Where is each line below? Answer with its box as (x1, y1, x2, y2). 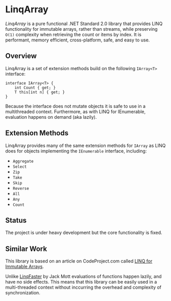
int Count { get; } (14, 85, 56, 90)
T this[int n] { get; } (14, 90, 65, 95)
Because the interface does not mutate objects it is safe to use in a (5, 103, 145, 109)
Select (12, 164, 27, 169)
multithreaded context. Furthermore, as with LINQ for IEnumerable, (5, 109, 146, 115)
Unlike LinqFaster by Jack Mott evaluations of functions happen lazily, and (5, 273, 162, 279)
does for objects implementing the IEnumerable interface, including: (5, 147, 147, 154)
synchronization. (5, 290, 41, 296)
